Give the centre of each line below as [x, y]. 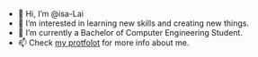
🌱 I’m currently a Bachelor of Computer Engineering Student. [130, 33]
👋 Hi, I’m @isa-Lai [50, 14]
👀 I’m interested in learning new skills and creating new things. [133, 23]
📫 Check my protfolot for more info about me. [103, 43]
